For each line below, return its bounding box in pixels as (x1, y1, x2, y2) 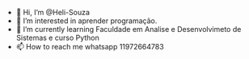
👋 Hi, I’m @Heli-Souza (15, 8, 91, 17)
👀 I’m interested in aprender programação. (15, 16, 158, 26)
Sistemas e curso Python (15, 33, 99, 42)
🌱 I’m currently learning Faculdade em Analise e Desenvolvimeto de (15, 25, 242, 33)
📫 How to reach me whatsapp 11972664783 (15, 42, 164, 51)
